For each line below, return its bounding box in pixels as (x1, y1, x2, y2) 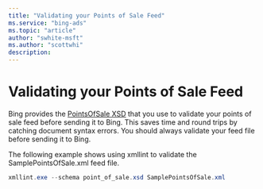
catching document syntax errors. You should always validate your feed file (8, 125, 256, 135)
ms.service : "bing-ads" (8, 19, 87, 27)
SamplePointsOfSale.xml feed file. (8, 158, 120, 168)
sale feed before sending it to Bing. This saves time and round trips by (8, 117, 238, 127)
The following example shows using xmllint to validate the (8, 149, 197, 159)
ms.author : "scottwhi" (8, 41, 83, 49)
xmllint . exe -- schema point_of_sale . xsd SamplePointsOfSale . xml (8, 173, 226, 181)
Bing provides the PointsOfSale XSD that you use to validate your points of (8, 109, 252, 118)
